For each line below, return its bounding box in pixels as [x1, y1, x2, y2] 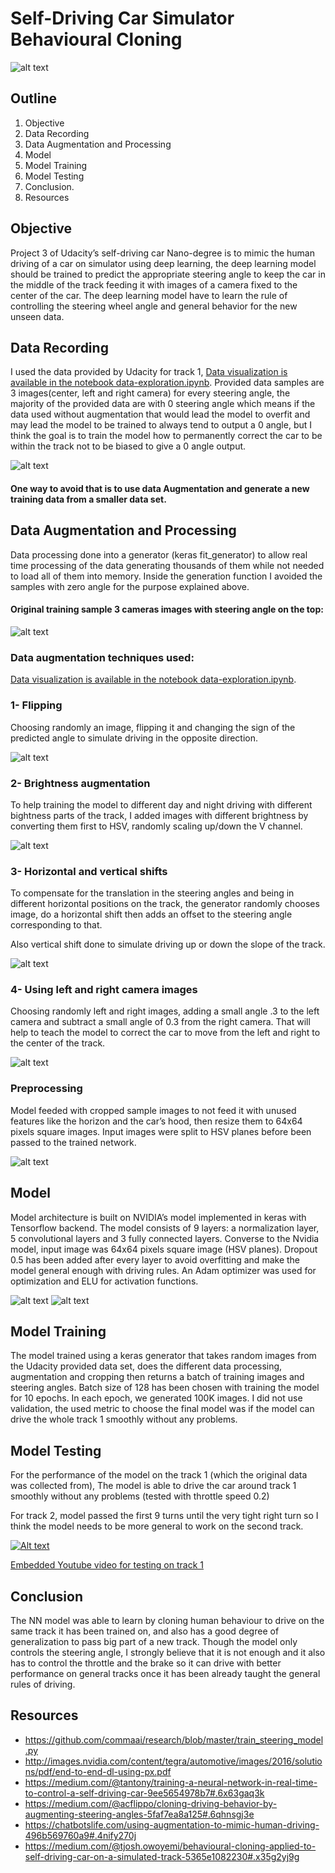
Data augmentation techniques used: [10, 650, 195, 664]
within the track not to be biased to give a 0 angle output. [10, 440, 247, 452]
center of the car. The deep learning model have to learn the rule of [10, 289, 288, 301]
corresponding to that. [10, 919, 103, 931]
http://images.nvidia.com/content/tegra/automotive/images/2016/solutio [24, 1755, 323, 1767]
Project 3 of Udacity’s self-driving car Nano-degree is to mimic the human [10, 247, 315, 259]
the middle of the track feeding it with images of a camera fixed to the [10, 278, 298, 291]
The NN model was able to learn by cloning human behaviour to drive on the [10, 1615, 325, 1627]
